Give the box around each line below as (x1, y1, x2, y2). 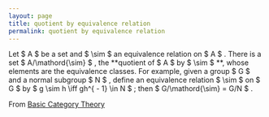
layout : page (8, 11, 53, 20)
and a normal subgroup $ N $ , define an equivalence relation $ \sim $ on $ (8, 75, 261, 85)
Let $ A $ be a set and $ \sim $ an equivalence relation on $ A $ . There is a (8, 50, 262, 59)
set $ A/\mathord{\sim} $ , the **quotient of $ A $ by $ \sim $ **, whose (8, 58, 249, 67)
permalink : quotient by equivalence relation (8, 27, 165, 35)
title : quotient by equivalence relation (8, 19, 151, 28)
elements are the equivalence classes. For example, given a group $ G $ (8, 67, 250, 76)
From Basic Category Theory (8, 99, 106, 110)
